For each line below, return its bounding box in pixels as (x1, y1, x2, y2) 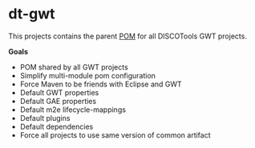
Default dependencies (19, 122, 94, 131)
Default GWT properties (19, 87, 99, 97)
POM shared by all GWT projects (19, 62, 128, 72)
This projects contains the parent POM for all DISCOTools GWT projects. (8, 31, 247, 41)
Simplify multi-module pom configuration (19, 70, 156, 80)
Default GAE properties (19, 96, 97, 106)
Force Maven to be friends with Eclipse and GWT (19, 79, 182, 89)
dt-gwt (8, 5, 55, 23)
